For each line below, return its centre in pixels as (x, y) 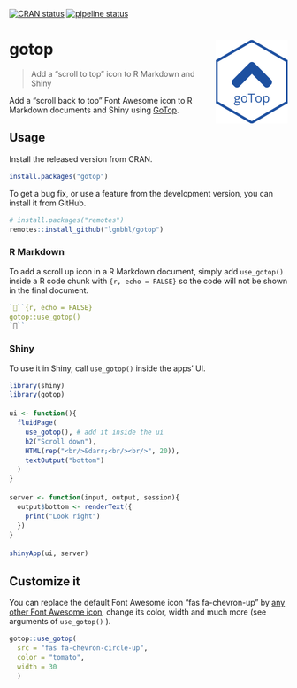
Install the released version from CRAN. (81, 158)
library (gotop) (37, 395)
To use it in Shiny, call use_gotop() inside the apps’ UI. (107, 368)
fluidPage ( (37, 423)
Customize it (45, 581)
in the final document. (49, 290)
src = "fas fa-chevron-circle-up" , (83, 648)
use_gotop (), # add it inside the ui (95, 432)
